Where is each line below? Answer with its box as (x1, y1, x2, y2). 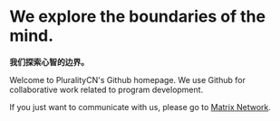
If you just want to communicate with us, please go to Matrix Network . (9, 101, 272, 112)
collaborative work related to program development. (9, 84, 204, 95)
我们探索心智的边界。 (9, 56, 89, 67)
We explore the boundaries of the (9, 6, 266, 27)
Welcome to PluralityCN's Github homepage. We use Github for (9, 74, 246, 85)
